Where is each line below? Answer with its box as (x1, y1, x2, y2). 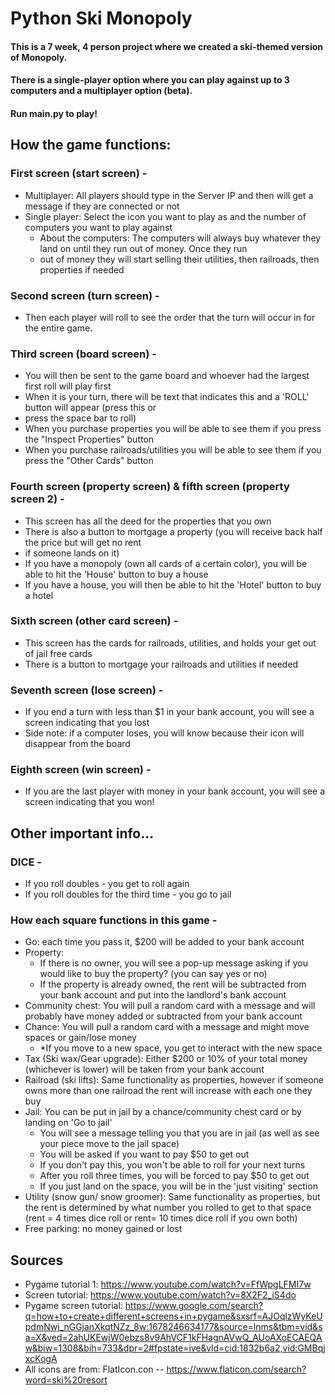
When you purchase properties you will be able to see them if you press (24, 423, 322, 435)
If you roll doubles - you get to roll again (24, 878, 190, 890)
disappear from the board (24, 738, 131, 750)
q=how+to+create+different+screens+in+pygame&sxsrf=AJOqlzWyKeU (24, 1310, 323, 1322)
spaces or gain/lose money (24, 1032, 137, 1044)
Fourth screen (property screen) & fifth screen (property (10, 480, 290, 494)
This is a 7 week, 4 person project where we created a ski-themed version (10, 40, 323, 52)
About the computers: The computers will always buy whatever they (39, 232, 322, 244)
